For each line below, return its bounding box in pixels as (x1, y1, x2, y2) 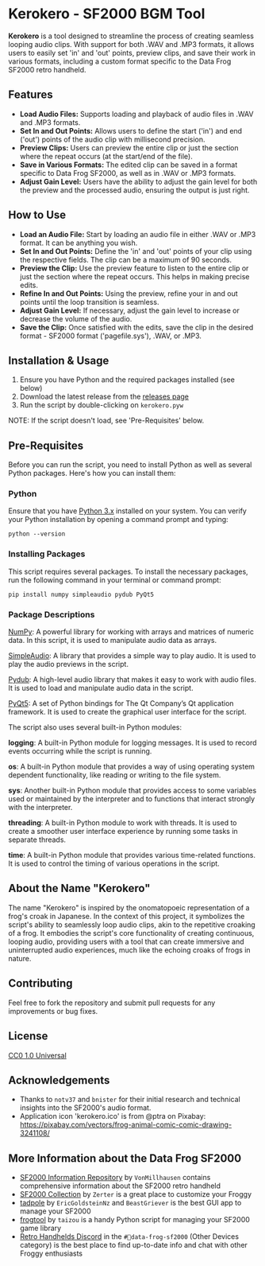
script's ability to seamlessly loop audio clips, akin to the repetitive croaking (8, 920, 255, 929)
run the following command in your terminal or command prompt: (8, 575, 221, 585)
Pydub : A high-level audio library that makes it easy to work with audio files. (8, 675, 256, 684)
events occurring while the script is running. (8, 746, 152, 756)
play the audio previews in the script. (8, 660, 129, 669)
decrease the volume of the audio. (19, 314, 132, 323)
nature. (8, 953, 32, 963)
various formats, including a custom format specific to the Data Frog (8, 56, 232, 66)
